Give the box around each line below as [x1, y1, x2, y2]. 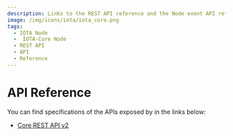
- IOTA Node [13, 29, 49, 37]
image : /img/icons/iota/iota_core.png [7, 17, 119, 23]
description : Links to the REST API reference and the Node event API [7, 10, 216, 17]
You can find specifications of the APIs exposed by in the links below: [7, 108, 206, 116]
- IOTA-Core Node [13, 36, 67, 43]
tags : [7, 23, 23, 30]
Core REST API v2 [17, 121, 69, 129]
